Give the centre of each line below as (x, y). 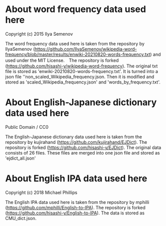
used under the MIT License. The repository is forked (62, 60)
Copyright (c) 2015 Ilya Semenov (39, 34)
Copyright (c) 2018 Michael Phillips (41, 192)
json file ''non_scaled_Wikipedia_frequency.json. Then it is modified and (80, 77)
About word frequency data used (76, 9)
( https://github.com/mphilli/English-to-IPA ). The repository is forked (75, 207)
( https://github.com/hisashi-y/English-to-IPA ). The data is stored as (75, 213)
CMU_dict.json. (21, 218)
